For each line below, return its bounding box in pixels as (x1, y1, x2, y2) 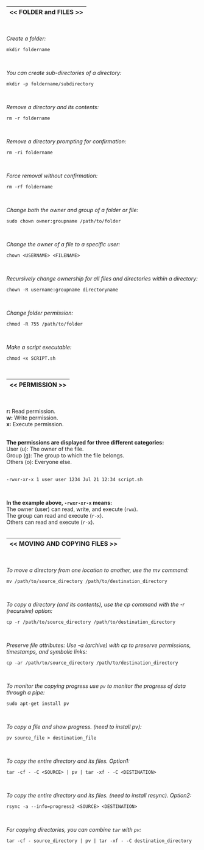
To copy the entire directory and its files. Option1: (6, 757, 130, 765)
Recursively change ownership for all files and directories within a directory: (6, 275, 198, 282)
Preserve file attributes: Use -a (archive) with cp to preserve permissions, (6, 641, 191, 649)
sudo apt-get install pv (6, 701, 69, 707)
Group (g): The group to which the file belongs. (6, 452, 125, 459)
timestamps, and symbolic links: (6, 648, 87, 655)
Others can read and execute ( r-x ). (6, 518, 94, 526)
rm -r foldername (6, 115, 51, 121)
